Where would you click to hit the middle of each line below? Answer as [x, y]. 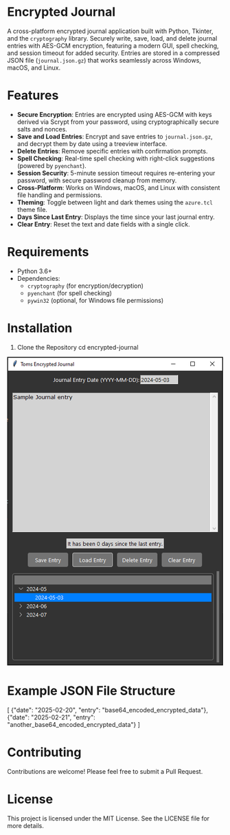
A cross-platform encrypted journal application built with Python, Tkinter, [110, 31]
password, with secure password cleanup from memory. [97, 180]
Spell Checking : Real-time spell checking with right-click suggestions [116, 158]
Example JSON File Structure [91, 691]
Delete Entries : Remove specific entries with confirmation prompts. [112, 151]
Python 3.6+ [35, 271]
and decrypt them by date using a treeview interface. [92, 144]
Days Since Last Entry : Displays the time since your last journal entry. [116, 217]
